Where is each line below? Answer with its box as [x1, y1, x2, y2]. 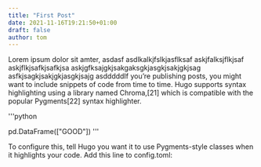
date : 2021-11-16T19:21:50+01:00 [8, 19, 118, 27]
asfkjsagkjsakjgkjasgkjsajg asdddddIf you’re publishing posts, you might [8, 71, 241, 81]
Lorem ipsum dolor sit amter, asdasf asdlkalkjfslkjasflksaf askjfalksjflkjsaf [8, 55, 245, 64]
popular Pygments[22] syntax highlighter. [8, 96, 142, 106]
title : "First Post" [8, 11, 76, 20]
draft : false [8, 26, 51, 34]
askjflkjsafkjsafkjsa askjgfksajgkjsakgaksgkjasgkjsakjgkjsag [8, 64, 201, 73]
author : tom [8, 33, 47, 42]
